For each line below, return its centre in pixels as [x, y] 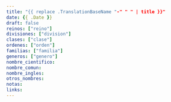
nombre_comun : [24, 67]
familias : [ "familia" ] [35, 51]
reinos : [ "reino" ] [29, 28]
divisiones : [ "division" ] [39, 34]
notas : [14, 85]
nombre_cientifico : [31, 62]
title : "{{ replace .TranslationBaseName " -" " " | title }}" [86, 12]
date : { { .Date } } [29, 17]
